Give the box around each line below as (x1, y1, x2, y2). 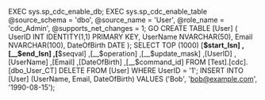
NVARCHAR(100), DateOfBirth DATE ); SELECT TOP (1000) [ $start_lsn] (8, 40, 240, 50)
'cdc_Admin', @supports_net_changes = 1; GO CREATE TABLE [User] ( (8, 24, 238, 33)
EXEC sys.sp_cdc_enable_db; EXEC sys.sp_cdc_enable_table (8, 7, 208, 16)
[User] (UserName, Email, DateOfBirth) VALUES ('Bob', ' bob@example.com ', (8, 75, 258, 83)
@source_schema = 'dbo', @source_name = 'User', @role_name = (8, 15, 225, 25)
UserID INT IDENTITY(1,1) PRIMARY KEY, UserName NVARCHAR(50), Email (8, 32, 253, 41)
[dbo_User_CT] (8, 66, 57, 75)
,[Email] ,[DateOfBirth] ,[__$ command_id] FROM (50, 57, 206, 67)
